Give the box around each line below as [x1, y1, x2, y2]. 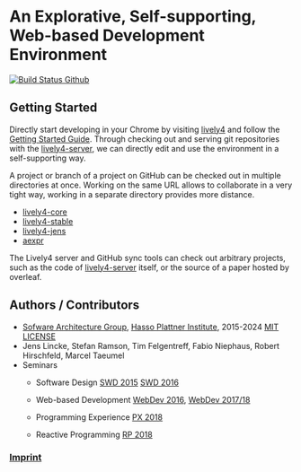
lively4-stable [22, 215, 74, 226]
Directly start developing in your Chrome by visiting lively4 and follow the [9, 124, 280, 135]
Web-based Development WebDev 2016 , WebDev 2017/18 [35, 394, 251, 405]
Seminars [22, 359, 58, 370]
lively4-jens [22, 225, 66, 236]
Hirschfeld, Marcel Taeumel [22, 350, 125, 361]
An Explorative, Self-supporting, [9, 6, 257, 27]
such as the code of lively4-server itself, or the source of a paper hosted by [9, 262, 290, 273]
